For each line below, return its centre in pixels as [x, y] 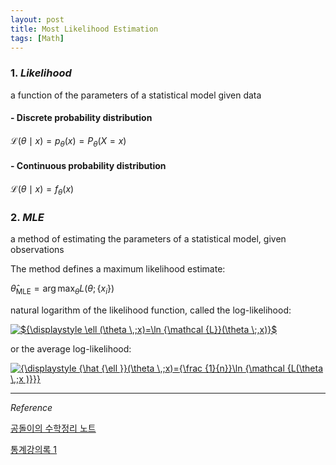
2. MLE [27, 217]
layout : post [37, 19]
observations [37, 249]
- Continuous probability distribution [88, 166]
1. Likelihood [41, 73]
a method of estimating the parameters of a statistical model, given [148, 238]
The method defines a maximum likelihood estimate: [118, 268]
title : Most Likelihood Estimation [84, 29]
